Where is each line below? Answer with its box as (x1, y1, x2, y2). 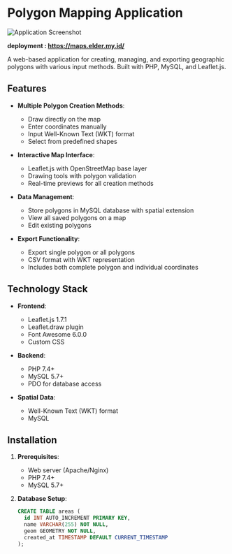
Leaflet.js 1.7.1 (27, 315, 67, 323)
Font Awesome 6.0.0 (27, 330, 87, 338)
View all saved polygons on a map (27, 213, 126, 221)
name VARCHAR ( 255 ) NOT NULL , (24, 521, 109, 528)
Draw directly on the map (27, 115, 101, 123)
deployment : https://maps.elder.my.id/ (7, 41, 125, 50)
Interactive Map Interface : (17, 150, 95, 159)
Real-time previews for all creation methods (27, 179, 154, 187)
